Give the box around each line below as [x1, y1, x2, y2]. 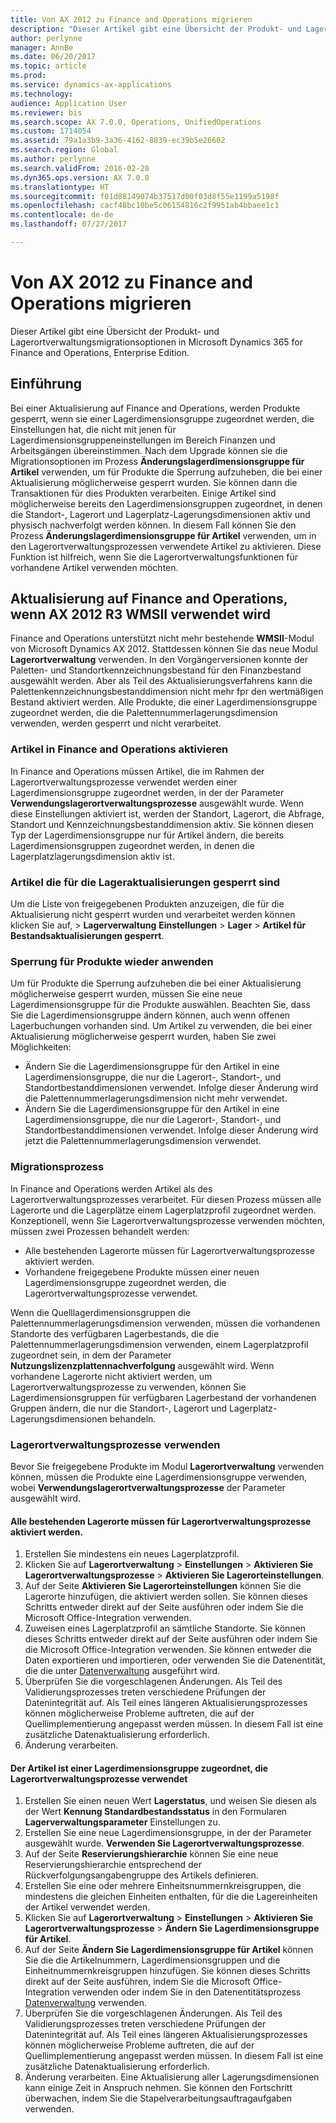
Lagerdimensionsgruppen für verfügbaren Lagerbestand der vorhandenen [10, 1391, 317, 1403]
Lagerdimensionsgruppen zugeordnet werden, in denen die [10, 839, 255, 851]
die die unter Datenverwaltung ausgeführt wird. [24, 1665, 221, 1677]
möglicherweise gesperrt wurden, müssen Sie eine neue [10, 988, 243, 1000]
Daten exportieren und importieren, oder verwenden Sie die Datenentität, [24, 1654, 326, 1666]
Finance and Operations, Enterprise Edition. [10, 346, 190, 358]
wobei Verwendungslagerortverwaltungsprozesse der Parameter [10, 1481, 286, 1493]
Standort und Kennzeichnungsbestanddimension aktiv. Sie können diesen [10, 818, 314, 830]
